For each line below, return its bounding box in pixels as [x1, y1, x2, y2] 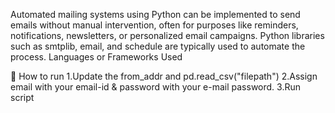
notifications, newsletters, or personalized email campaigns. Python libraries [10, 30, 325, 41]
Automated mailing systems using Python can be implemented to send [10, 9, 301, 20]
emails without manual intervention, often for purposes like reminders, [10, 19, 299, 31]
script [10, 92, 35, 103]
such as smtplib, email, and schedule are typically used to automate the [10, 40, 306, 52]
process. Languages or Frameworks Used [10, 51, 183, 63]
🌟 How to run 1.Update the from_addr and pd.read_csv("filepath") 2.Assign [10, 70, 318, 82]
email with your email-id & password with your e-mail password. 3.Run [10, 81, 302, 93]
